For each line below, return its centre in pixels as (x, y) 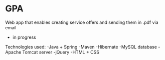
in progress (24, 37)
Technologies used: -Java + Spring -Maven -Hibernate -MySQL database (81, 47)
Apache (13, 52)
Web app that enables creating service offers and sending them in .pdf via (82, 22)
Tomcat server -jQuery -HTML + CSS (61, 52)
